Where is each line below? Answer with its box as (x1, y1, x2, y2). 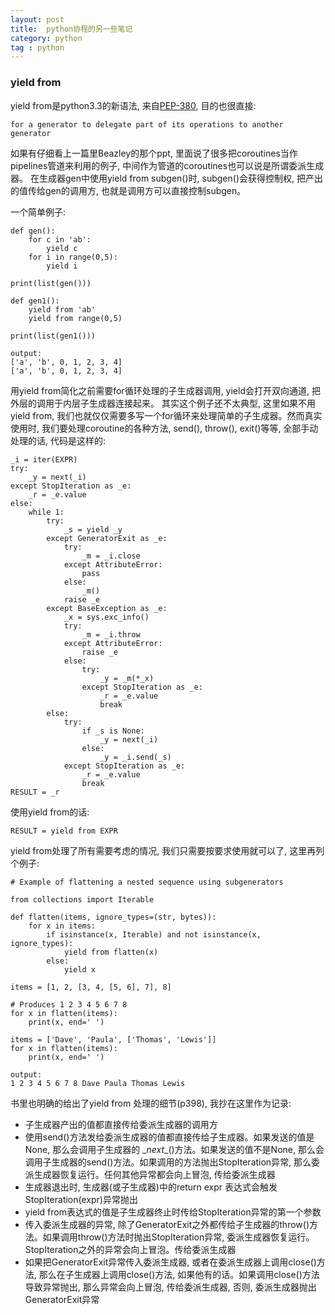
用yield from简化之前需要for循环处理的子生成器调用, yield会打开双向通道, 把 (10, 384, 321, 396)
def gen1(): (10, 296, 60, 306)
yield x (63, 964, 97, 975)
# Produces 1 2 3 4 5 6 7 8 (10, 999, 128, 1010)
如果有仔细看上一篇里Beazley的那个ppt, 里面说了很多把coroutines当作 (10, 147, 298, 159)
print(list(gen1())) (10, 331, 97, 341)
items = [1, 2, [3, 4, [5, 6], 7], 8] (10, 982, 172, 992)
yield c (46, 243, 78, 253)
